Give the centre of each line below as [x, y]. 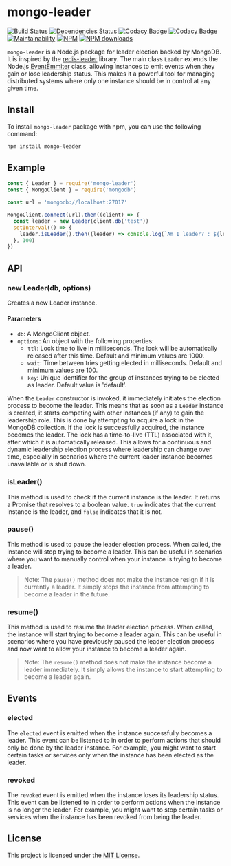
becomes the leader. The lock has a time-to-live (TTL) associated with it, [110, 435]
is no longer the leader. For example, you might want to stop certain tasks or [115, 810]
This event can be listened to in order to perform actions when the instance [114, 803]
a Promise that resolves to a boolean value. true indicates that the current [112, 504]
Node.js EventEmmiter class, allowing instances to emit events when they [111, 66]
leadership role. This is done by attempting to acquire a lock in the [101, 420]
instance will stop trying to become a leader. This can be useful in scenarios [115, 552]
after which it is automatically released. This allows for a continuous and [109, 442]
